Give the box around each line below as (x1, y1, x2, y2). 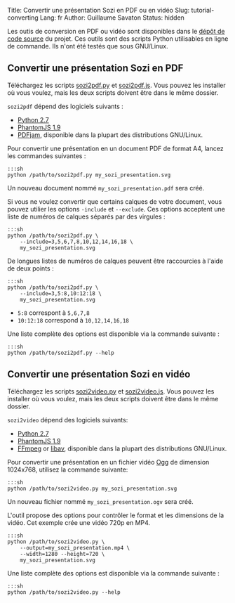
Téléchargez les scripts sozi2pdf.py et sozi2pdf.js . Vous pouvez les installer (7, 81, 226, 89)
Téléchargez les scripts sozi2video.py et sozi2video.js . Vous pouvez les (7, 387, 215, 396)
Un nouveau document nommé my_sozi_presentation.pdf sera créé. (7, 183, 205, 192)
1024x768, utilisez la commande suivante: (7, 465, 128, 474)
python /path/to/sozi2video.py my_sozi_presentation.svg (7, 485, 177, 492)
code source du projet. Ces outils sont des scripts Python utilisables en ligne (7, 34, 229, 43)
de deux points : (7, 264, 54, 273)
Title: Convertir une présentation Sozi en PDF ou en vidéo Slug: (7, 6, 190, 14)
